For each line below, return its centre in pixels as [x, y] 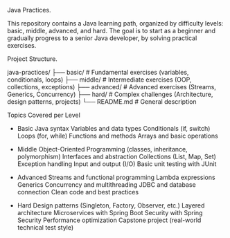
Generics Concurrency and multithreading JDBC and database [106, 185]
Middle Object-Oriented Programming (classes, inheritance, [103, 149]
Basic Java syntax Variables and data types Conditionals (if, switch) [114, 128]
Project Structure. [32, 59]
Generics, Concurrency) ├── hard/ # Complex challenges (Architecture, [110, 94]
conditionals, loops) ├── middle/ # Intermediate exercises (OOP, [99, 80]
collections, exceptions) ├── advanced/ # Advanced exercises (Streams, [112, 87]
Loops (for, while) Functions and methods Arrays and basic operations [117, 136]
